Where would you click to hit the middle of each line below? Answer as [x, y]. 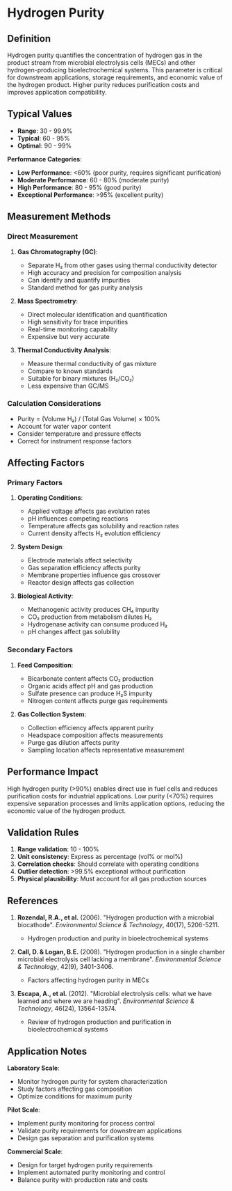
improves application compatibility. [57, 92]
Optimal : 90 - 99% [44, 145]
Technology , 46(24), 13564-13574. [67, 1009]
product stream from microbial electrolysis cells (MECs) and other [101, 63]
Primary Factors [35, 483]
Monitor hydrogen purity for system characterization [92, 1082]
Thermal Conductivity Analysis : [64, 350]
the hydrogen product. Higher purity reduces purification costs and [103, 85]
